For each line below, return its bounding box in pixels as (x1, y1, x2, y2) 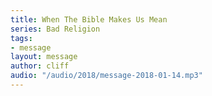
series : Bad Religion (10, 24, 101, 34)
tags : (10, 33, 33, 43)
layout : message (10, 52, 78, 62)
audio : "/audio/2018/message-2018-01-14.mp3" (10, 71, 203, 81)
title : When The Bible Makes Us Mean (10, 14, 168, 25)
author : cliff (10, 61, 70, 71)
